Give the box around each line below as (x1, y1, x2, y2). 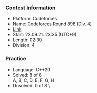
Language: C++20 (12, 66, 50, 72)
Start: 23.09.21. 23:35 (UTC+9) (12, 32, 77, 38)
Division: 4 (12, 42, 35, 49)
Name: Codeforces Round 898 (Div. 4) (12, 21, 92, 27)
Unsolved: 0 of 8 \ (12, 82, 50, 88)
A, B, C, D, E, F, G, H (12, 77, 54, 83)
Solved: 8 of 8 (12, 72, 42, 78)
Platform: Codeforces (12, 16, 57, 22)
